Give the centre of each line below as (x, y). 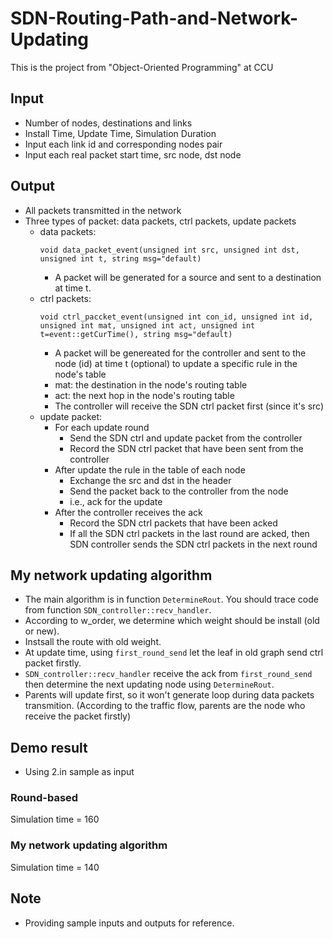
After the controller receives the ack (128, 512)
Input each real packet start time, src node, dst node (133, 154)
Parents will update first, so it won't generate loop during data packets (169, 695)
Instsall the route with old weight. (93, 642)
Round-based (44, 798)
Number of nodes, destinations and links (108, 123)
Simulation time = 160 (55, 819)
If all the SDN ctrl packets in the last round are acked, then (189, 533)
